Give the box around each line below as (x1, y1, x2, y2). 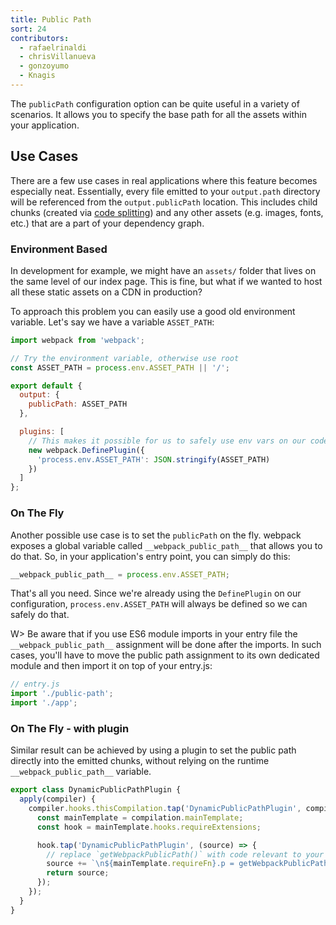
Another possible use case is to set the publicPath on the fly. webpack (10, 529, 302, 541)
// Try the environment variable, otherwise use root (10, 353, 240, 363)
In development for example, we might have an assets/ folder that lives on (10, 264, 317, 276)
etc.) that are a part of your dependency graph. (10, 217, 205, 229)
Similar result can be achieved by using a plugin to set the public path (10, 744, 297, 756)
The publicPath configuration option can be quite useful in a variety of (10, 97, 300, 110)
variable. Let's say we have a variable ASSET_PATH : (10, 316, 215, 328)
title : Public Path (10, 14, 92, 25)
